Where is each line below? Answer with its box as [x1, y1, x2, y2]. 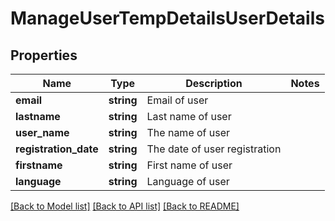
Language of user [146, 175, 230, 188]
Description [185, 77, 243, 90]
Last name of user [146, 110, 232, 123]
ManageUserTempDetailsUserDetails [10, 7, 325, 30]
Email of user [146, 93, 209, 107]
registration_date [15, 142, 99, 156]
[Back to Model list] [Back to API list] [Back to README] [10, 200, 240, 212]
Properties [10, 47, 78, 64]
